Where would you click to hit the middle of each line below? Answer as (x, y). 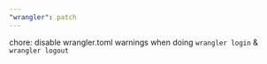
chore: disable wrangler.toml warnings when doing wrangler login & (134, 42)
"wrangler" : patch (43, 17)
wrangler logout (39, 50)
